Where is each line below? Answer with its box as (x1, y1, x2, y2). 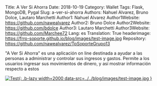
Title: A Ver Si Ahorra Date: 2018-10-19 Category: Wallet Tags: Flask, (5, 4, 144, 10)
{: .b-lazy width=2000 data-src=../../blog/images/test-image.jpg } (19, 76, 152, 81)
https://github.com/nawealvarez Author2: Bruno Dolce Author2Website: (5, 20, 151, 26)
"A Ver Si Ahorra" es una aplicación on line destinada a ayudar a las (5, 50, 143, 56)
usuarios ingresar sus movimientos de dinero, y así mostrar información (5, 61, 151, 66)
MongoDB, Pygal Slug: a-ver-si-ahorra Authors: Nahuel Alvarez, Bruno (5, 9, 149, 15)
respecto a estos (5, 66, 39, 72)
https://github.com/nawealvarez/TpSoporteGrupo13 (5, 41, 110, 46)
